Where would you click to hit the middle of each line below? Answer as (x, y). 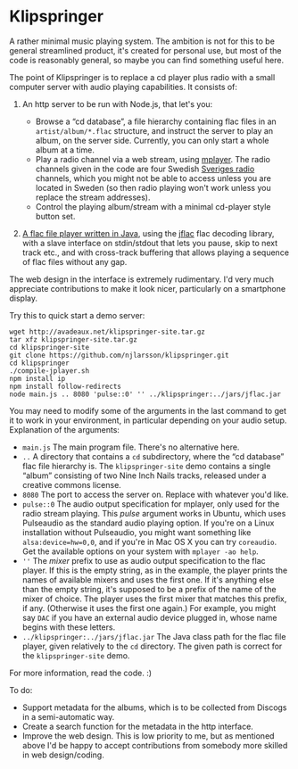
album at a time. (65, 150)
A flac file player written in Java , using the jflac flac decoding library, (148, 233)
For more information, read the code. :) (81, 673)
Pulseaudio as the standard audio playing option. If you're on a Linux (148, 523)
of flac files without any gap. (74, 261)
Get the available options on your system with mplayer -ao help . (140, 551)
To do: (21, 690)
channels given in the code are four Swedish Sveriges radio (145, 169)
